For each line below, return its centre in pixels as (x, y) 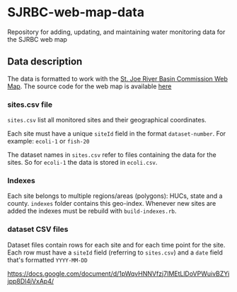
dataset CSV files (38, 229)
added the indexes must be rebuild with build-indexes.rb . (92, 211)
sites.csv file (30, 105)
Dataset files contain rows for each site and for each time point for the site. (116, 245)
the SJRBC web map (37, 39)
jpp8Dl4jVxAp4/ (31, 281)
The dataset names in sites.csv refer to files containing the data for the (112, 155)
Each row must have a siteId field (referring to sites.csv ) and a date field (115, 252)
